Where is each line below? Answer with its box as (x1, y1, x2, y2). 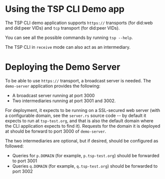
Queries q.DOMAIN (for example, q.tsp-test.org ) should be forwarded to (12, 163, 158, 169)
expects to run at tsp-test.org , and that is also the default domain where (5, 117, 154, 124)
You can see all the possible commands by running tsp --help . (5, 35, 133, 40)
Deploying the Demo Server (5, 62, 121, 72)
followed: (5, 143, 24, 149)
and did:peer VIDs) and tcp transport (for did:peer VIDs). (5, 25, 120, 31)
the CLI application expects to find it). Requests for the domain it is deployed (5, 123, 161, 129)
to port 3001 (12, 158, 37, 164)
